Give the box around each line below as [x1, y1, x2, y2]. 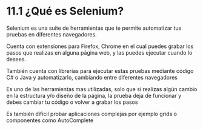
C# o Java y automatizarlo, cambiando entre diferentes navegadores [6, 74, 178, 81]
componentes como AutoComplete [6, 117, 94, 124]
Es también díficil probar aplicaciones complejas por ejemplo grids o [6, 110, 178, 117]
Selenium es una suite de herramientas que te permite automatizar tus [6, 24, 182, 32]
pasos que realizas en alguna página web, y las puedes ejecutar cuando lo [6, 49, 193, 56]
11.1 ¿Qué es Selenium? [6, 4, 124, 18]
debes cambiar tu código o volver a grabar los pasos [6, 98, 138, 106]
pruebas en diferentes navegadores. [6, 30, 97, 38]
